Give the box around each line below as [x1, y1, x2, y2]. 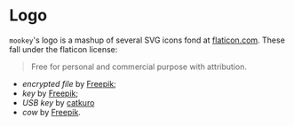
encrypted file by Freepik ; [21, 78, 117, 89]
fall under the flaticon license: [9, 43, 118, 54]
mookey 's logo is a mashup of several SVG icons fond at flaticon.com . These [9, 35, 286, 45]
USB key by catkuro [21, 97, 95, 107]
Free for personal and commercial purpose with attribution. [30, 61, 247, 72]
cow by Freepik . [21, 106, 82, 117]
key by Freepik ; [21, 88, 78, 98]
